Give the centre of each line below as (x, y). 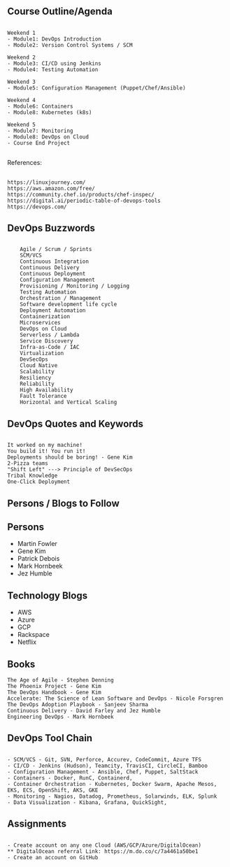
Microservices (40, 323)
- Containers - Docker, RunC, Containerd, (70, 778)
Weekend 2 (22, 57)
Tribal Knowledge (33, 476)
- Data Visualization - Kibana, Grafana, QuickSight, (87, 802)
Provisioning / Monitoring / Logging (75, 286)
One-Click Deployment (39, 482)
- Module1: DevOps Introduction (54, 39)
